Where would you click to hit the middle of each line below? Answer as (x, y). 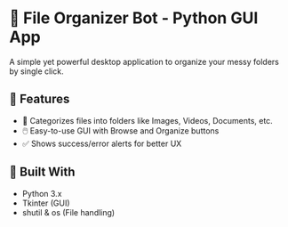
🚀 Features (40, 99)
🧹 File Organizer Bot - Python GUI (134, 18)
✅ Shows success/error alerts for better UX (102, 143)
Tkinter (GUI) (46, 203)
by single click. (36, 71)
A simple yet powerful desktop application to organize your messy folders (144, 61)
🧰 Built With (42, 172)
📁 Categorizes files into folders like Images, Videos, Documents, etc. (147, 120)
